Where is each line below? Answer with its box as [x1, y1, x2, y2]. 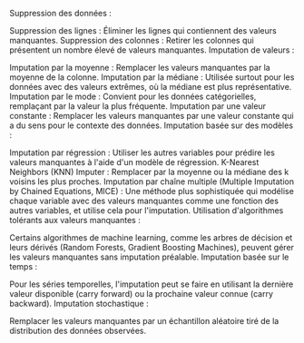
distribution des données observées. [9, 326, 147, 336]
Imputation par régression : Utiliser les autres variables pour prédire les [9, 147, 275, 158]
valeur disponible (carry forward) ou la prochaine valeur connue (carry [9, 289, 274, 299]
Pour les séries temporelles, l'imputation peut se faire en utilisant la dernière [9, 279, 294, 289]
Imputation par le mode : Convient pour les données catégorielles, [9, 91, 257, 102]
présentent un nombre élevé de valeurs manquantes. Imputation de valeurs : [9, 44, 295, 55]
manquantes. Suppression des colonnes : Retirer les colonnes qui [9, 35, 254, 45]
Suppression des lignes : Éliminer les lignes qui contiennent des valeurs [9, 25, 277, 35]
